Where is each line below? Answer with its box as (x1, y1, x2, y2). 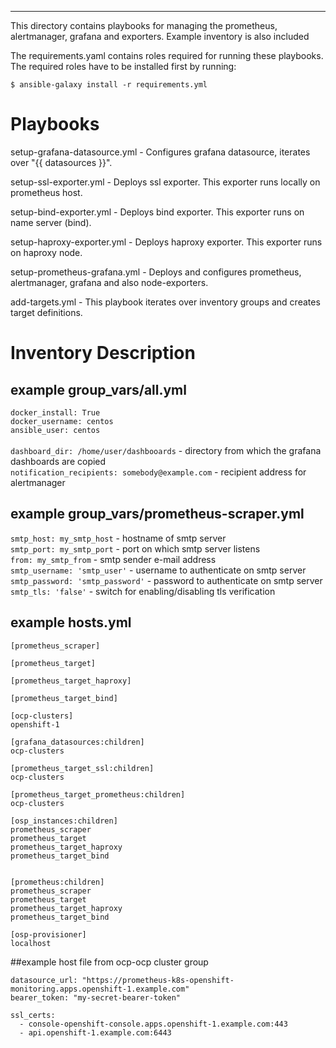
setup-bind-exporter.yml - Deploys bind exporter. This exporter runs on (10, 206, 305, 218)
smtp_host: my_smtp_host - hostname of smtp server (10, 532, 227, 544)
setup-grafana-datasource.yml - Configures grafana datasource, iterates (10, 146, 311, 158)
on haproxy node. (10, 246, 83, 258)
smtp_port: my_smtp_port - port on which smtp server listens (10, 542, 261, 555)
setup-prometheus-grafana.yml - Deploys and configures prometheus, (10, 266, 302, 278)
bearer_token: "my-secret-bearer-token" (10, 992, 182, 1003)
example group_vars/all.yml (10, 381, 187, 398)
